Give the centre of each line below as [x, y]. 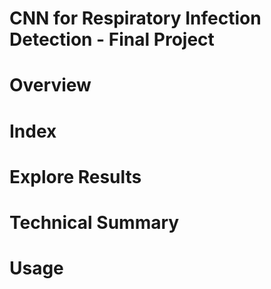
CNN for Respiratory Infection [135, 18]
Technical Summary [94, 222]
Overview [50, 85]
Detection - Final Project [112, 39]
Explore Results [75, 176]
